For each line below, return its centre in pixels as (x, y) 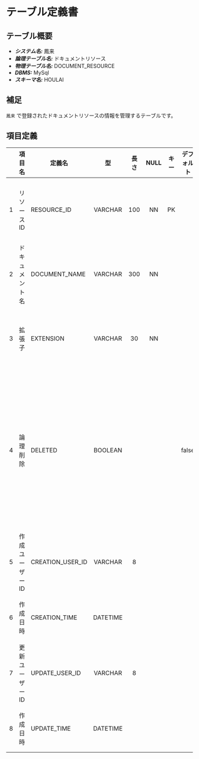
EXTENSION (48, 338)
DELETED (44, 450)
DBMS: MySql (32, 73)
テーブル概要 (29, 36)
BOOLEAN (108, 450)
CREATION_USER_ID (59, 562)
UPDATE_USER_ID (56, 673)
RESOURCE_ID (51, 210)
